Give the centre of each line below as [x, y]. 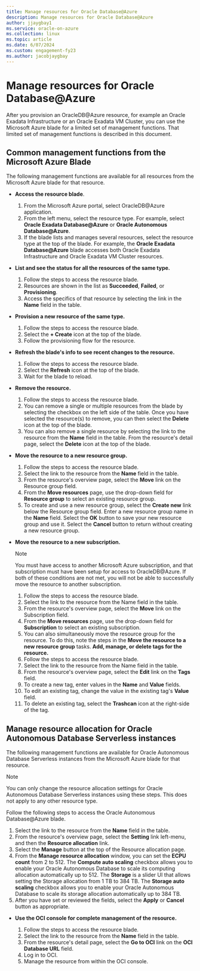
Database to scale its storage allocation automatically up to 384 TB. [98, 894]
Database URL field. [48, 949]
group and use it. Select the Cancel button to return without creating [108, 524]
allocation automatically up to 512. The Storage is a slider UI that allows [103, 875]
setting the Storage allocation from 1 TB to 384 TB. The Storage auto [100, 881]
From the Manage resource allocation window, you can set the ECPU [100, 856]
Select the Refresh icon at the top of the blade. [81, 370]
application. [38, 212]
